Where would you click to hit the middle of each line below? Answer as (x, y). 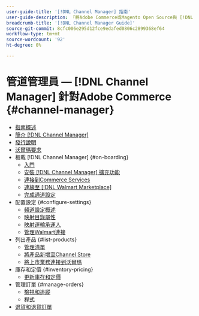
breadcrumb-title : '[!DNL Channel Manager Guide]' (71, 23)
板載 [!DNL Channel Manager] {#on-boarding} (72, 157)
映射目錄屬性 (40, 217)
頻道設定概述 (40, 209)
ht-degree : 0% (24, 45)
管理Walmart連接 (45, 232)
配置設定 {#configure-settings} (53, 202)
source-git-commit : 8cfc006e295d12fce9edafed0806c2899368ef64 (85, 28)
